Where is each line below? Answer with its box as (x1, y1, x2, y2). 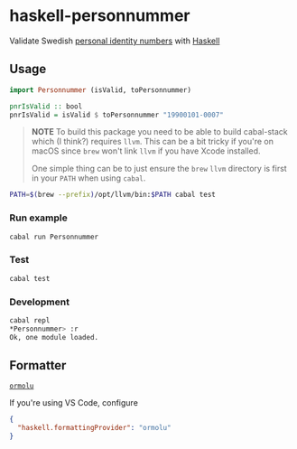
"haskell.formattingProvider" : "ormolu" (17, 424, 172, 433)
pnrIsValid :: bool (9, 101, 83, 111)
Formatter (9, 358, 67, 373)
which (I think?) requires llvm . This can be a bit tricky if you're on (31, 136, 274, 147)
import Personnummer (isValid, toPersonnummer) (9, 85, 192, 95)
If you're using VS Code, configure (9, 398, 138, 408)
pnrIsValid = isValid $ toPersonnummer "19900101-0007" (9, 110, 224, 119)
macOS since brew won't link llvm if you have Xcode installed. (31, 145, 261, 156)
